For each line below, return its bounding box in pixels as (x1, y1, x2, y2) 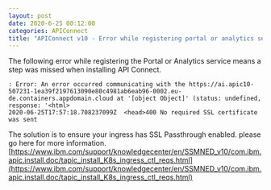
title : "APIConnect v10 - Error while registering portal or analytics (8, 34, 254, 43)
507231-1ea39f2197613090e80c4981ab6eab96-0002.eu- (8, 88, 182, 96)
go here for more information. (8, 138, 106, 148)
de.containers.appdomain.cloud (8, 94, 114, 103)
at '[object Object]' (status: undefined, (116, 94, 262, 103)
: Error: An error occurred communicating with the (8, 81, 186, 89)
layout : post (8, 11, 52, 20)
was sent (8, 116, 38, 124)
